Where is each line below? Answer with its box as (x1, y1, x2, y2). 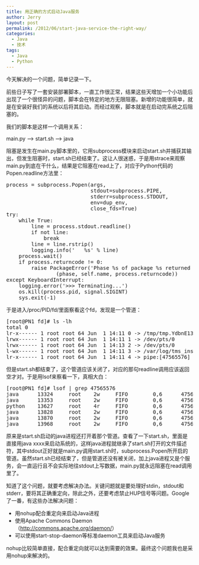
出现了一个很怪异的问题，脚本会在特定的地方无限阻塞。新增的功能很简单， (6, 96, 188, 103)
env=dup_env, (90, 199, 129, 206)
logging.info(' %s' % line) (31, 247, 119, 253)
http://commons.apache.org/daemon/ (20, 524, 113, 532)
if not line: (31, 229, 69, 235)
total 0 (6, 324, 28, 330)
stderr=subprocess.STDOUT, (90, 193, 169, 200)
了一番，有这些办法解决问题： (6, 497, 79, 504)
